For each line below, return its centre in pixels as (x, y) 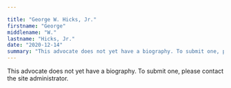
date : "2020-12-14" (35, 45)
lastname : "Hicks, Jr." (41, 38)
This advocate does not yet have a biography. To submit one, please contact (115, 71)
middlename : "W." (32, 32)
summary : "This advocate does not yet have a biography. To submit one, (113, 52)
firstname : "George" (37, 26)
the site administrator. (38, 78)
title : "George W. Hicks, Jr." (52, 19)
